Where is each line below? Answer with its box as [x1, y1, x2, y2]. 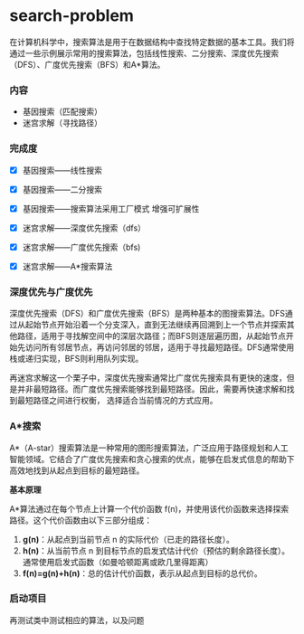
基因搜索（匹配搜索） [22, 106, 102, 118]
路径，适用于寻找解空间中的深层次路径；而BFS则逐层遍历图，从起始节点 [16, 331, 287, 342]
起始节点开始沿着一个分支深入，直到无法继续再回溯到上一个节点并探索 [24, 319, 287, 330]
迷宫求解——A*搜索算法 [22, 260, 113, 271]
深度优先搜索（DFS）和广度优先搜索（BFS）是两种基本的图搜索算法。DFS [9, 308, 286, 319]
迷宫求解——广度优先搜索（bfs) [22, 241, 141, 252]
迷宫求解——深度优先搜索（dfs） [22, 222, 147, 233]
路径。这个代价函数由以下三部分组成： [9, 515, 152, 525]
